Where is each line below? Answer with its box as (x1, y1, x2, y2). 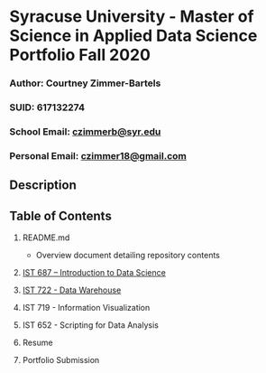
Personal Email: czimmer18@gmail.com (9, 149, 188, 162)
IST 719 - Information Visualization (22, 303, 151, 313)
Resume (22, 337, 53, 349)
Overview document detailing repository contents (35, 250, 221, 261)
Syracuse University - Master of (9, 6, 254, 27)
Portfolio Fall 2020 (9, 45, 151, 65)
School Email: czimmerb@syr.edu (9, 125, 161, 137)
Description (9, 178, 77, 193)
